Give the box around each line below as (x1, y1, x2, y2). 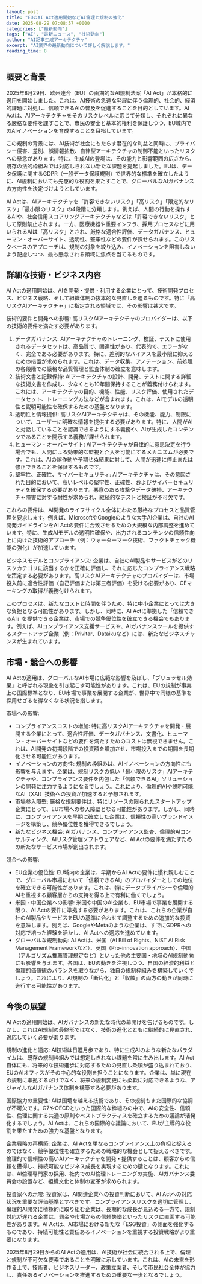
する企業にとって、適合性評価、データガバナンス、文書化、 (20, 730, 167, 737)
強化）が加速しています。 (16, 544, 80, 551)
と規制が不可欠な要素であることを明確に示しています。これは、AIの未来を (6, 1256, 190, 1263)
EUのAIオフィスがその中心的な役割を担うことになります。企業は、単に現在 (6, 1069, 192, 1076)
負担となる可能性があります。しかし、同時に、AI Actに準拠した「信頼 (11, 608, 184, 615)
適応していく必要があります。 (6, 1034, 80, 1041)
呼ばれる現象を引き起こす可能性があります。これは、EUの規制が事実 (22, 682, 192, 689)
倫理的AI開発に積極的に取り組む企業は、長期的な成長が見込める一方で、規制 (6, 1206, 195, 1213)
